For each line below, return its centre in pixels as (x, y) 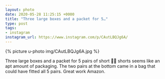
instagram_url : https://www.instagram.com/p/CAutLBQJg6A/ (67, 38)
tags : (11, 28)
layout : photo (20, 10)
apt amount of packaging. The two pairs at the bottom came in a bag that (80, 66)
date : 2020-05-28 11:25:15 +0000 (40, 14)
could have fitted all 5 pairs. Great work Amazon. (55, 71)
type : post (16, 23)
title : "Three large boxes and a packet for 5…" (57, 19)
